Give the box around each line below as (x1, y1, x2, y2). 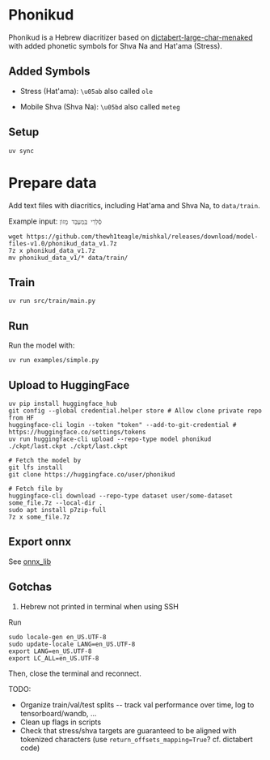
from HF (8, 413, 35, 422)
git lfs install (8, 463, 63, 472)
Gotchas (8, 580, 53, 594)
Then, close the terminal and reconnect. (8, 668, 141, 678)
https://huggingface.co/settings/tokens (8, 428, 147, 436)
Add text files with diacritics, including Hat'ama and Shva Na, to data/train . (8, 200, 260, 210)
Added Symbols (8, 65, 91, 79)
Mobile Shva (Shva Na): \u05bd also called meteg (19, 101, 180, 111)
